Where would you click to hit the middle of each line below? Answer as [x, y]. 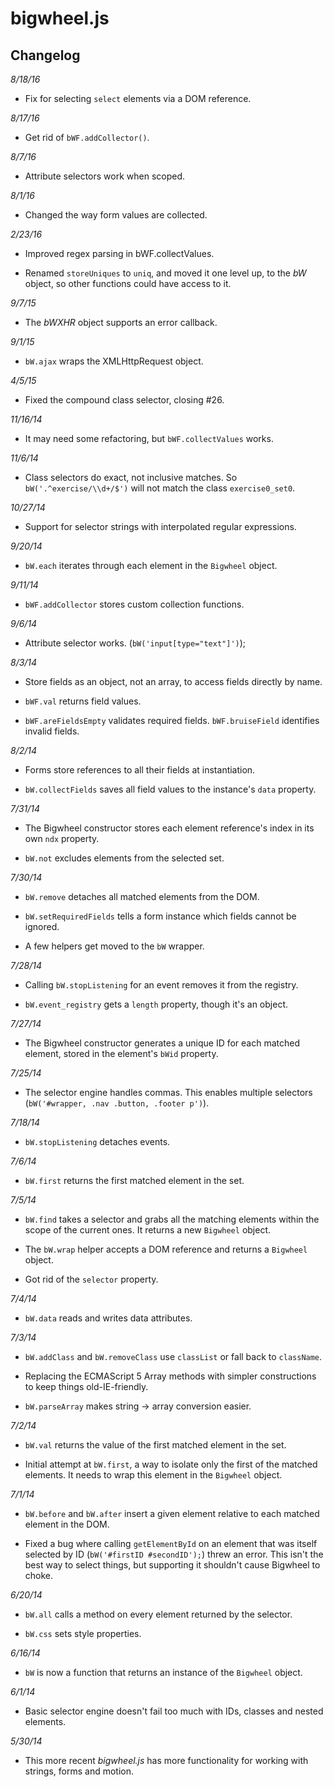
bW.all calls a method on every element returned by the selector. [158, 1614]
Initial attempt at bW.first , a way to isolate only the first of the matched [171, 1464]
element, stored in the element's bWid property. [121, 1053]
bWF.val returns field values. [83, 701]
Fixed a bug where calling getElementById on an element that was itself [171, 1543]
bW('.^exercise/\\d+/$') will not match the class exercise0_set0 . [160, 488]
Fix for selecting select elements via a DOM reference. [138, 98]
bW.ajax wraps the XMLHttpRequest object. [114, 361]
